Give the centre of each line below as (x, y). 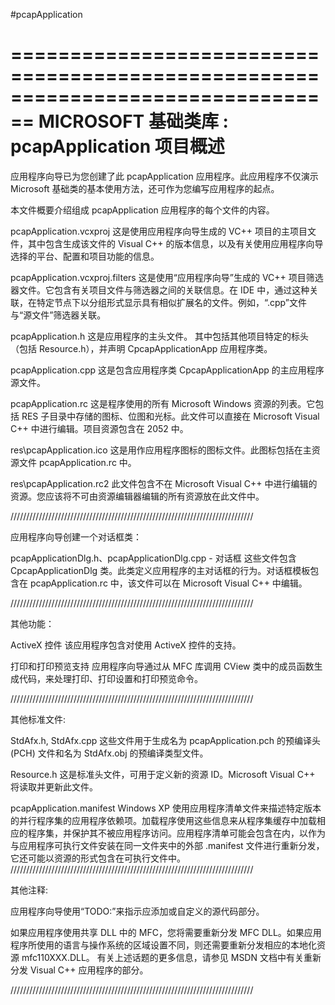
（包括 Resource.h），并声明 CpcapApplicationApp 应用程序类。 (141, 348)
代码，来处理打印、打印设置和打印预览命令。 (110, 678)
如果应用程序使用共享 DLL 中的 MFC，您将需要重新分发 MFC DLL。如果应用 (166, 932)
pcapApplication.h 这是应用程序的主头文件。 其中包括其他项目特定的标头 (160, 336)
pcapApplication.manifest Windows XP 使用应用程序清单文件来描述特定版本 (166, 808)
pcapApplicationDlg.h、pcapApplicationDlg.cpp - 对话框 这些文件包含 (153, 558)
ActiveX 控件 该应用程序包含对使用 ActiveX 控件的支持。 (126, 645)
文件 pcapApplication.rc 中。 (77, 462)
